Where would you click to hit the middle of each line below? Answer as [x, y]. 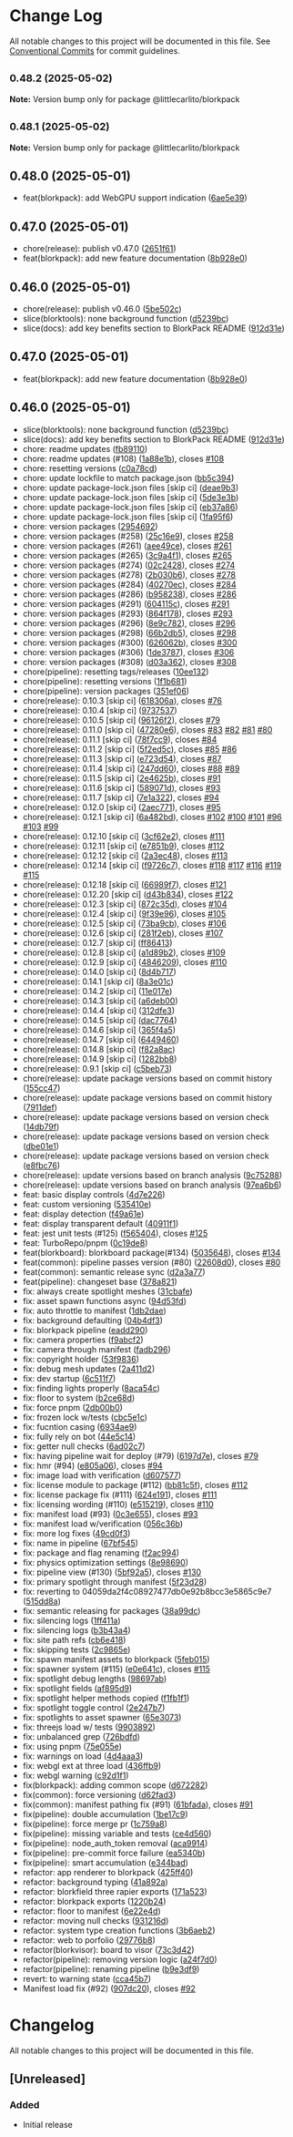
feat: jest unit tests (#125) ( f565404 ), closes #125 [115, 1233]
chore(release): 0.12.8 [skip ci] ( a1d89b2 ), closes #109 [124, 952]
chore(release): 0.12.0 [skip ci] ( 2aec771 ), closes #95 [121, 807]
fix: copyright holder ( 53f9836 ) [81, 1359]
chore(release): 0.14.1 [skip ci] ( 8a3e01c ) [98, 981]
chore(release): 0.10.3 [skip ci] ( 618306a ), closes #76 [122, 700]
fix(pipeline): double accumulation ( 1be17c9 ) [105, 1813]
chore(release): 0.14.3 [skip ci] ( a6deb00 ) [101, 1001]
